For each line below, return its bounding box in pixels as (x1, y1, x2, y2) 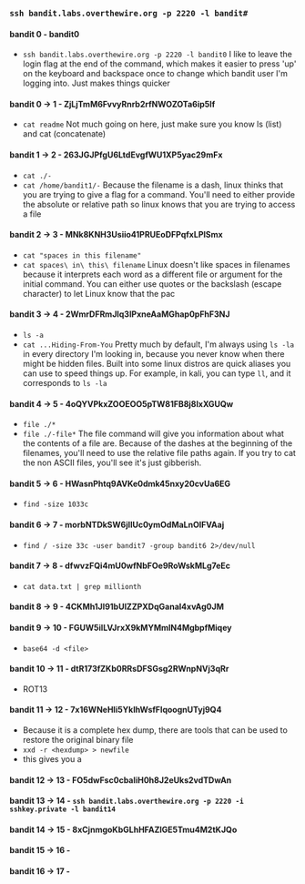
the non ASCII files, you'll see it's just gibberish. (22, 457, 202, 468)
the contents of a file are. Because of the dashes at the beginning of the (22, 438, 293, 449)
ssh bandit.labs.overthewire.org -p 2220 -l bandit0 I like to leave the (22, 49, 293, 60)
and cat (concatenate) (22, 128, 107, 139)
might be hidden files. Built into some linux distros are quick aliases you (22, 358, 291, 369)
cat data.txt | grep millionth (22, 582, 142, 591)
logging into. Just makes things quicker (22, 77, 171, 89)
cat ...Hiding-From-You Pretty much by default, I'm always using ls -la (22, 339, 294, 350)
